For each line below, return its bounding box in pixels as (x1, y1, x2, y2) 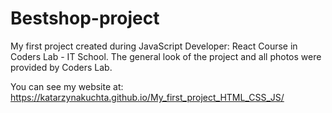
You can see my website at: (10, 80, 124, 92)
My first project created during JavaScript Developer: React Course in (10, 40, 298, 52)
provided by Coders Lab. (10, 61, 113, 73)
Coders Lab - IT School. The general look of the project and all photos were (10, 50, 322, 62)
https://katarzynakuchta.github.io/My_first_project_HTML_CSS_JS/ (10, 91, 285, 103)
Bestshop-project (10, 7, 160, 30)
